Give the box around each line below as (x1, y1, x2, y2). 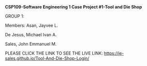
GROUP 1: (5, 13, 25, 19)
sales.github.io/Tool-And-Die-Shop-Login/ (5, 55, 89, 61)
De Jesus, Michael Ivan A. (5, 32, 57, 37)
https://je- (103, 50, 124, 56)
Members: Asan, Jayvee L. (5, 22, 58, 28)
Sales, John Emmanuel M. (5, 41, 57, 47)
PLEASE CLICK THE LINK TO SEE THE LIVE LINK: (5, 50, 103, 56)
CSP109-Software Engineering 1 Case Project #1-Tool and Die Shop (5, 4, 142, 10)
